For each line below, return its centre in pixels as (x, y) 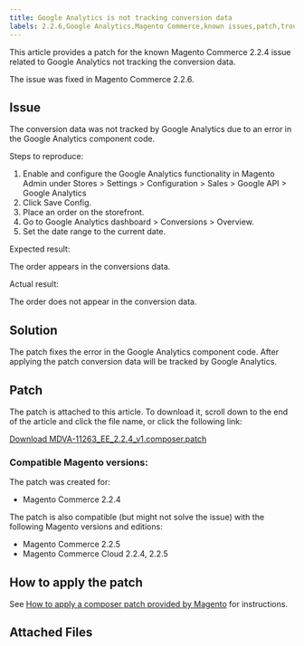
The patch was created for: (60, 482)
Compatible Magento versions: (79, 462)
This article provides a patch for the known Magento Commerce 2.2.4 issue (150, 52)
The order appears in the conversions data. (90, 267)
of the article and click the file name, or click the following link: (126, 421)
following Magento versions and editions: (86, 527)
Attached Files (51, 633)
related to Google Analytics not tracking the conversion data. (123, 62)
